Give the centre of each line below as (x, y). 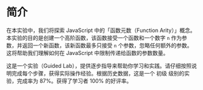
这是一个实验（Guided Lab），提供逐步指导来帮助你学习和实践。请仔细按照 (99, 66)
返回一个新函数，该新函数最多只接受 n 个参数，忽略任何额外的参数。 (107, 45)
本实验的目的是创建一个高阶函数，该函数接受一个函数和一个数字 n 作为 (94, 37)
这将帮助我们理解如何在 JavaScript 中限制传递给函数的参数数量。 (88, 53)
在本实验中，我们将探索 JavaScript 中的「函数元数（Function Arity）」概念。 (101, 30)
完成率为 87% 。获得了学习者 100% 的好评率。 (74, 81)
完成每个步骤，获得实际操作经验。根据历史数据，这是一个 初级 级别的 (98, 73)
